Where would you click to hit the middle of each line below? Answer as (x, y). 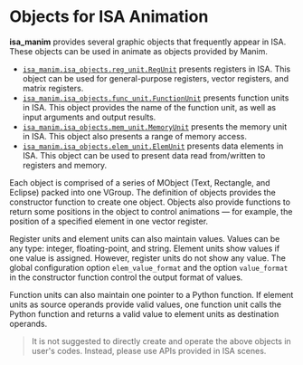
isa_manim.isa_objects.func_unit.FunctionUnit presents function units (156, 98)
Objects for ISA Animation (109, 17)
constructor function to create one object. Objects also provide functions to (150, 202)
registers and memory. (65, 165)
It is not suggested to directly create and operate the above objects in (161, 341)
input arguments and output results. (89, 117)
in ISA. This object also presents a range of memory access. (134, 136)
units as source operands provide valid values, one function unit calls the (146, 304)
